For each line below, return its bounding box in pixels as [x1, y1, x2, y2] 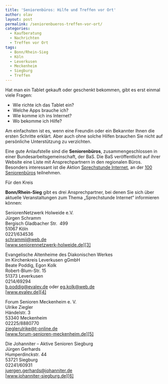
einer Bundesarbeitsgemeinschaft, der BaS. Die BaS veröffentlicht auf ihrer [5, 153, 160, 159]
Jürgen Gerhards [5, 346, 41, 352]
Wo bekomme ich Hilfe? [12, 118, 62, 124]
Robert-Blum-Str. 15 [5, 268, 46, 274]
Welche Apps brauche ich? [12, 107, 69, 113]
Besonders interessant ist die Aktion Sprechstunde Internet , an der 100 [5, 164, 152, 170]
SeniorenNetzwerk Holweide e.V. [5, 210, 74, 216]
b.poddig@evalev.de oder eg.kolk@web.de [5, 283, 95, 290]
